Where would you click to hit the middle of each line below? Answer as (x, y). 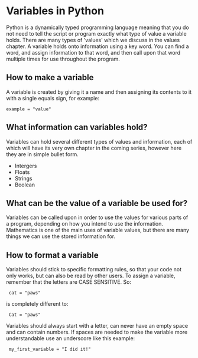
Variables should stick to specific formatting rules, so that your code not (94, 270)
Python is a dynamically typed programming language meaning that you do (98, 27)
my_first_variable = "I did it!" (50, 349)
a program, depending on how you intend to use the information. (85, 224)
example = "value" (29, 109)
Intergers (26, 166)
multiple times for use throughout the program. (63, 59)
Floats (22, 172)
